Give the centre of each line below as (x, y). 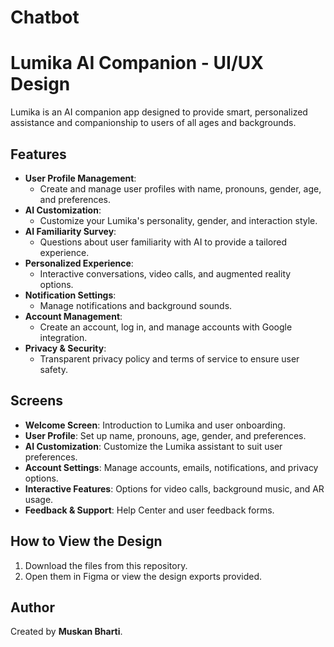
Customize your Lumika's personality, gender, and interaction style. (178, 220)
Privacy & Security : (65, 348)
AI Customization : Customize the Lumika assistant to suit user (153, 446)
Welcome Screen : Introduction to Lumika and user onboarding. (155, 425)
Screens (36, 401)
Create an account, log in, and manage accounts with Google (166, 327)
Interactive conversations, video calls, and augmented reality (165, 273)
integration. (63, 337)
